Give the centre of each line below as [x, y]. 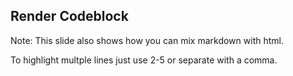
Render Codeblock [69, 16]
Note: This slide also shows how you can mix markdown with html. [147, 40]
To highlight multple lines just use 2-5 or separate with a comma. [144, 60]
